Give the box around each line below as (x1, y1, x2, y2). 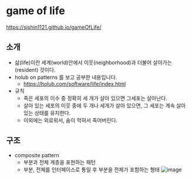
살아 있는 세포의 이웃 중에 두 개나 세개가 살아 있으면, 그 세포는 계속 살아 (23, 102, 186, 109)
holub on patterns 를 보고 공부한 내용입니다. (14, 74, 117, 81)
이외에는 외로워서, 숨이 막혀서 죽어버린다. (23, 117, 118, 124)
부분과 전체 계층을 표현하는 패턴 (23, 158, 96, 165)
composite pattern (14, 151, 60, 158)
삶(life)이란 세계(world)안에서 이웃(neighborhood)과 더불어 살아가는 (14, 59, 172, 66)
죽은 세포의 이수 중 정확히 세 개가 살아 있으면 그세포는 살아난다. (23, 94, 167, 101)
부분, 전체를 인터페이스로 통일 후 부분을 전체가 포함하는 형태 (23, 166, 160, 173)
